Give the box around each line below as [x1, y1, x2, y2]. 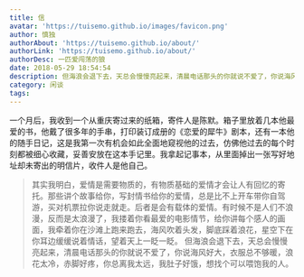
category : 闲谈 [9, 80, 64, 89]
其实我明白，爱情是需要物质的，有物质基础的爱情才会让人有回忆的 [31, 179, 278, 189]
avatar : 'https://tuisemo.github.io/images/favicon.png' [9, 22, 229, 31]
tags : [9, 88, 30, 97]
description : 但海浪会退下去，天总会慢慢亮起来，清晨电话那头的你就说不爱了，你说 [9, 72, 285, 81]
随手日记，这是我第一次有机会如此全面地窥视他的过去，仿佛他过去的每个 [16, 137, 287, 148]
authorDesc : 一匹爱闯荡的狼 [9, 55, 106, 64]
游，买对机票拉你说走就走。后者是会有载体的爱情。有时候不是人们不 [31, 201, 286, 212]
